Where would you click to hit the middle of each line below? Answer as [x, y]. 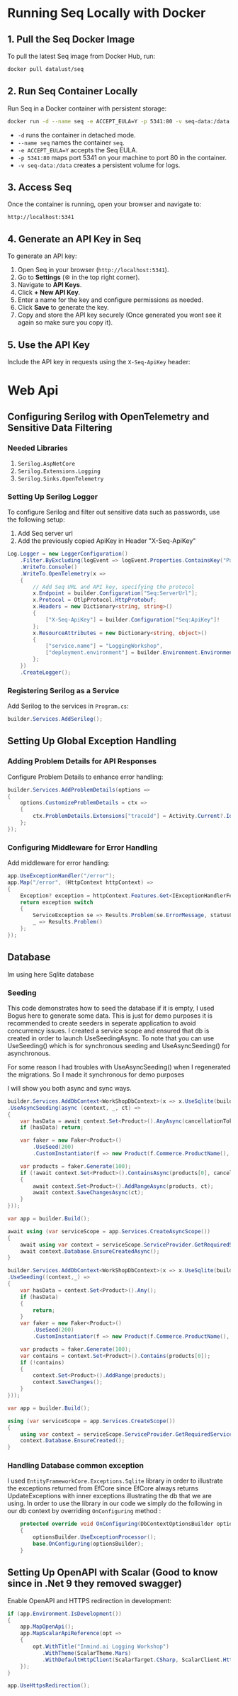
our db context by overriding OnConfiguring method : [84, 1511]
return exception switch [57, 902]
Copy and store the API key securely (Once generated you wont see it [119, 315]
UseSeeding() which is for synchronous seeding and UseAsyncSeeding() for [119, 1045]
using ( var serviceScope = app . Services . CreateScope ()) [91, 1421]
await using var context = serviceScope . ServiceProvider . [107, 1245]
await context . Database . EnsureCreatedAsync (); [90, 1251]
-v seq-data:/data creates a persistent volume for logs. [99, 165]
